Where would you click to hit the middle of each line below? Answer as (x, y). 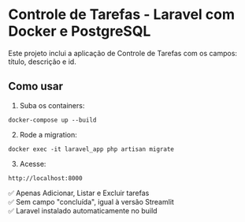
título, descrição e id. (42, 62)
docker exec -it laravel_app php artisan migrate (91, 149)
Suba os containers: (52, 105)
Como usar (36, 87)
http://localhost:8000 (45, 178)
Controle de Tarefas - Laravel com (121, 15)
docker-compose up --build (52, 120)
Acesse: (33, 164)
